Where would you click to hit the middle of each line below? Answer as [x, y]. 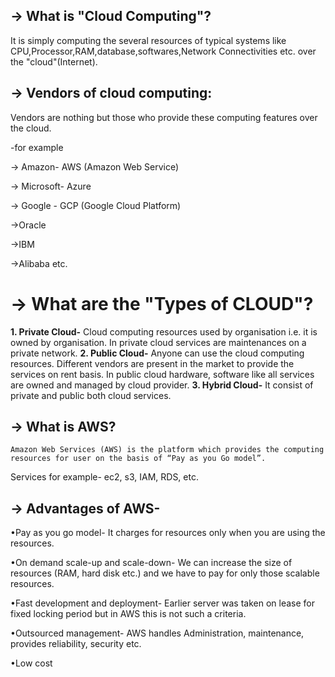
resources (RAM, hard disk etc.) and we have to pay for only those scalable [165, 573]
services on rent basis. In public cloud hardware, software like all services [162, 374]
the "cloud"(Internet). [54, 61]
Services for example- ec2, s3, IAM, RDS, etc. [104, 477]
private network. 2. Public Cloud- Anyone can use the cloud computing [157, 353]
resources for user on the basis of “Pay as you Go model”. [138, 459]
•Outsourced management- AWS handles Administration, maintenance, [157, 633]
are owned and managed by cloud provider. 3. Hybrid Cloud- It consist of [162, 385]
